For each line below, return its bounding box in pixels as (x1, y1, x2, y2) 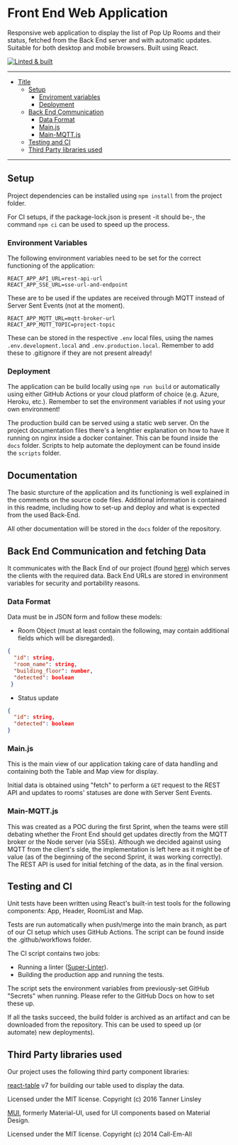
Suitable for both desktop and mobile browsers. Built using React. (7, 43, 199, 52)
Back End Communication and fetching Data (7, 545, 207, 557)
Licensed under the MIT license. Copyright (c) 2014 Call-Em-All (7, 1130, 193, 1139)
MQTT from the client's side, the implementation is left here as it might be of (7, 845, 230, 853)
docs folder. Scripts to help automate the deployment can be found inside (7, 441, 221, 450)
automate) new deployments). (7, 1028, 95, 1037)
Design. (7, 1116, 30, 1124)
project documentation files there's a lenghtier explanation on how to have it (7, 427, 229, 435)
